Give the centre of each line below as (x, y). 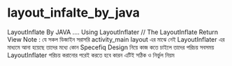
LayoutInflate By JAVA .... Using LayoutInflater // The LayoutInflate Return (113, 32)
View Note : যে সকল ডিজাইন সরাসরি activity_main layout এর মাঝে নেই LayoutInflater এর (116, 39)
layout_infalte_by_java (74, 13)
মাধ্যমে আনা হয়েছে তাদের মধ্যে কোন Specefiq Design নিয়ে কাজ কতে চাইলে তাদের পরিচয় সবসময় (111, 47)
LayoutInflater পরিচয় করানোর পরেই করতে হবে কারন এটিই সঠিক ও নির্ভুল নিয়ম (91, 55)
